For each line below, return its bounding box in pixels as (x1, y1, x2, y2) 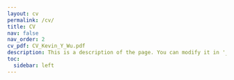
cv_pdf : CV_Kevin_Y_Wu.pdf (7, 42, 86, 49)
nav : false (7, 29, 39, 37)
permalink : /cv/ (7, 17, 54, 24)
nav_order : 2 (7, 36, 45, 43)
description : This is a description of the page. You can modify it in (7, 49, 219, 56)
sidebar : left (13, 62, 54, 69)
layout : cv (7, 10, 39, 17)
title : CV (7, 23, 36, 30)
